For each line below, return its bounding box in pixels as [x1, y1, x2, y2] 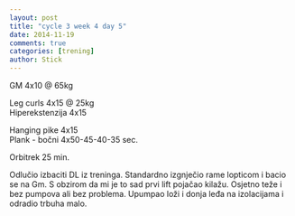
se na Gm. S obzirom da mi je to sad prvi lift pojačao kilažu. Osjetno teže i [9, 179, 282, 190]
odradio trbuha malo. [9, 198, 88, 209]
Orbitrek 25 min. [9, 152, 70, 163]
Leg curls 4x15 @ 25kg [9, 98, 95, 108]
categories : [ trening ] [9, 47, 95, 56]
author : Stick [9, 55, 63, 64]
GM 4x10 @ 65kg [9, 80, 74, 90]
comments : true [9, 38, 67, 48]
